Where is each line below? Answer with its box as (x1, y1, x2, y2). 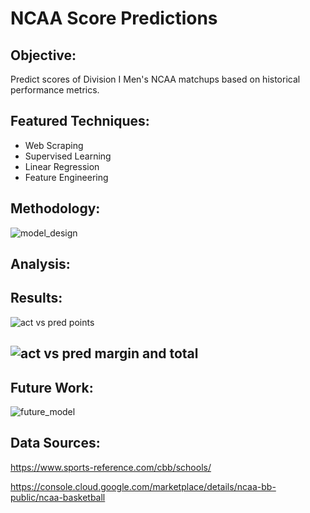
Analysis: (10, 256, 71, 273)
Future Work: (10, 379, 94, 396)
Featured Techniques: (10, 113, 150, 130)
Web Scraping (24, 139, 84, 151)
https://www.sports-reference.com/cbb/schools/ (10, 461, 212, 473)
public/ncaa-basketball (10, 491, 106, 503)
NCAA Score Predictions (10, 7, 218, 30)
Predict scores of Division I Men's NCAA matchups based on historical (10, 73, 301, 85)
